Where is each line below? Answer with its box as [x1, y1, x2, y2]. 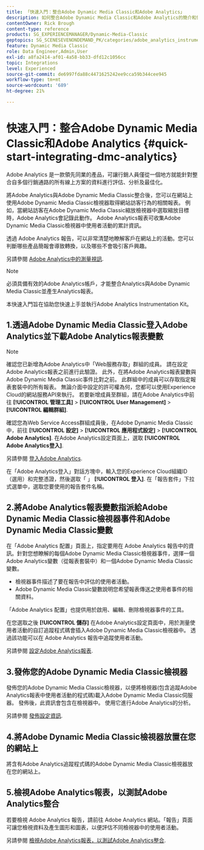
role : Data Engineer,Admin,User [6, 49, 88, 55]
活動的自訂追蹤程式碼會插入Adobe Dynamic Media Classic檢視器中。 [16, 627, 189, 634]
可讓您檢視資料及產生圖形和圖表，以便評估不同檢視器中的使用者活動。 [6, 823, 182, 831]
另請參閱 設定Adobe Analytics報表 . [6, 647, 93, 654]
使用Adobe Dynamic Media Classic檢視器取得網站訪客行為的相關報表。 [6, 199, 184, 206]
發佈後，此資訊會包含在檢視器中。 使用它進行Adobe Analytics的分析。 [18, 699, 194, 707]
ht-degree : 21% [6, 88, 45, 94]
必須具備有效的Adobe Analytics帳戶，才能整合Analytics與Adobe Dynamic [6, 280, 190, 287]
